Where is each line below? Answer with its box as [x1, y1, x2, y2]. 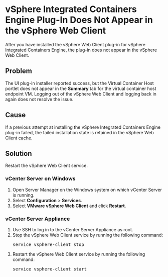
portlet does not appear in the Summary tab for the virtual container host [5, 85, 156, 91]
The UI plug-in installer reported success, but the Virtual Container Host [5, 80, 154, 86]
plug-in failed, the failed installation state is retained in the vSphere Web [5, 129, 154, 135]
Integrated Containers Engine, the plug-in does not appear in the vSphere [5, 47, 157, 53]
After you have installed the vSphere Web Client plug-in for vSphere [5, 41, 146, 47]
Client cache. [5, 135, 33, 141]
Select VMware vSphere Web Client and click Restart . [12, 203, 126, 209]
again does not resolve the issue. [5, 96, 74, 102]
